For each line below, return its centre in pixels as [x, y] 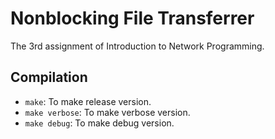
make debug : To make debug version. [99, 123]
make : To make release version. [88, 101]
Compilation [49, 77]
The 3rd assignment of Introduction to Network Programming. [137, 46]
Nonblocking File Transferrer [132, 18]
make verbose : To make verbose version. [107, 112]
